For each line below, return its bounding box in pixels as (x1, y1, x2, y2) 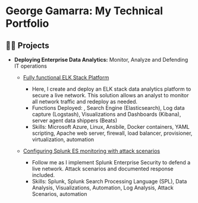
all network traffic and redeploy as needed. (32, 98, 138, 105)
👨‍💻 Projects (5, 40, 49, 50)
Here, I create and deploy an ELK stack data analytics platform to (32, 85, 191, 93)
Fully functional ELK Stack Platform (23, 74, 109, 81)
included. (32, 172, 55, 179)
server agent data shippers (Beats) (32, 117, 118, 124)
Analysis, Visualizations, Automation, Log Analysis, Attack (32, 184, 174, 191)
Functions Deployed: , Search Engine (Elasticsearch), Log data (32, 104, 185, 111)
